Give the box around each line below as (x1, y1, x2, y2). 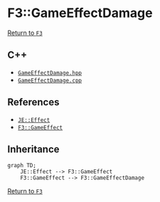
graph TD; (7, 162, 37, 169)
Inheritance (7, 143, 60, 155)
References (7, 96, 60, 108)
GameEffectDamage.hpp (17, 69, 82, 76)
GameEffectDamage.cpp (17, 77, 82, 84)
